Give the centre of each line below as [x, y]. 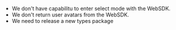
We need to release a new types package [63, 21]
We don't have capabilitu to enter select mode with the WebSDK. [91, 9]
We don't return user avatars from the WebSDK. [70, 15]
